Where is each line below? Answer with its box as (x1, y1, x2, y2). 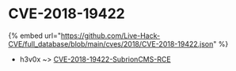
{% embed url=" (8, 31, 62, 40)
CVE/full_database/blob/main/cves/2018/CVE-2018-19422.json (8, 39, 214, 48)
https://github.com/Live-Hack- (60, 31, 161, 40)
